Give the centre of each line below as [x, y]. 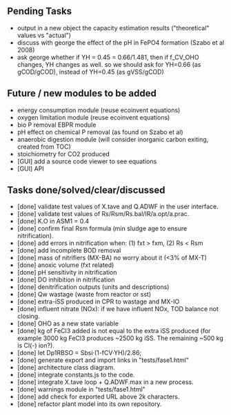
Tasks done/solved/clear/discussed [86, 190]
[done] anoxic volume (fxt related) [66, 265]
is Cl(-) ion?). [36, 345]
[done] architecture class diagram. [66, 368]
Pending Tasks [40, 11]
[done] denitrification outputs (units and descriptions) [93, 287]
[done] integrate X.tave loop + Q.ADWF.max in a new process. [106, 382]
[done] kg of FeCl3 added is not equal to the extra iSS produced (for [114, 331]
